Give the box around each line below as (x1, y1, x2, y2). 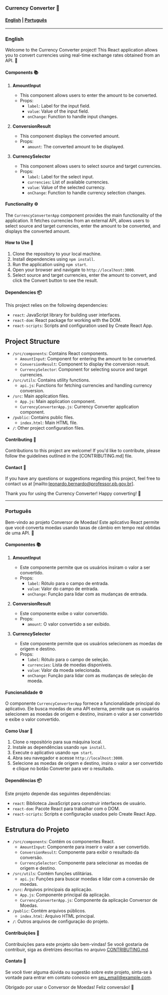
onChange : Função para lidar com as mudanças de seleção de (27, 672, 153, 678)
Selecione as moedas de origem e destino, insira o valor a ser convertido (12, 760, 163, 766)
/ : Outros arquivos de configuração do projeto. (12, 918, 109, 924)
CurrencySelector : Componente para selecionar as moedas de (19, 860, 148, 866)
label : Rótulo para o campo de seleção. (27, 656, 109, 662)
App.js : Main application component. (19, 399, 96, 405)
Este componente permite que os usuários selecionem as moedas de (19, 640, 162, 646)
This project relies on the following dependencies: (5, 302, 108, 308)
